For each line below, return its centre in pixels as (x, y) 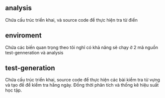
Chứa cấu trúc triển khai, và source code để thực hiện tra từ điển (71, 20)
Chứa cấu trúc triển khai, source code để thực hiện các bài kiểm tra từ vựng (83, 80)
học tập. (14, 90)
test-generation (30, 68)
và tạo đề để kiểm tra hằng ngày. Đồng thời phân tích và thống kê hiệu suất (82, 85)
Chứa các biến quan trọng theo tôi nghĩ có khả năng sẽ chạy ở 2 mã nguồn (82, 47)
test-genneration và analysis (34, 52)
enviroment (23, 36)
